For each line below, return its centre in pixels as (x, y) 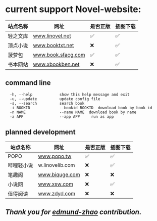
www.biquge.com (59, 174)
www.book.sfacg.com (59, 55)
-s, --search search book (47, 103)
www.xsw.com (56, 184)
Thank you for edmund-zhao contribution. (73, 212)
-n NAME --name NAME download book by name (73, 112)
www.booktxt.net (54, 45)
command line (28, 83)
